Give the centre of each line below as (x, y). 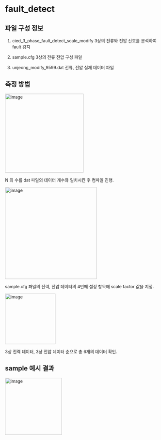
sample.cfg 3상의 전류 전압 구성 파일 (47, 57)
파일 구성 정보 (24, 28)
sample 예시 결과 (30, 368)
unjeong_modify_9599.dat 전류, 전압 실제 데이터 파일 (63, 67)
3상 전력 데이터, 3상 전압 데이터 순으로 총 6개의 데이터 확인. (61, 351)
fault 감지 (21, 47)
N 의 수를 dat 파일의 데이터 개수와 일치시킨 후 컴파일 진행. (59, 180)
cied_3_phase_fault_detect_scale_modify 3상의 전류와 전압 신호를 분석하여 (84, 41)
